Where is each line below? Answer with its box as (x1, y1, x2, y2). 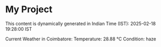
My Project (5, 4, 53, 15)
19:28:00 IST (5, 26, 32, 32)
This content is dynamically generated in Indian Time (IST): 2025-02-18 (5, 20, 156, 27)
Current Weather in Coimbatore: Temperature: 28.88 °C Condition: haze (5, 36, 156, 42)
